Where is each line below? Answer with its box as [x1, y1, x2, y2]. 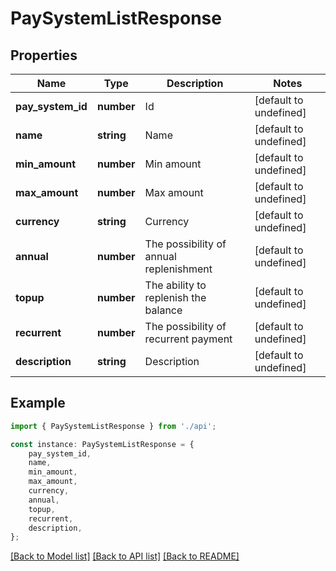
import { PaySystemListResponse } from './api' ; [10, 421, 217, 431]
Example [10, 395, 66, 412]
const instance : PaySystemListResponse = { [10, 439, 195, 449]
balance [144, 303, 183, 317]
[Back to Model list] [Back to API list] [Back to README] [10, 550, 240, 562]
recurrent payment [144, 332, 233, 346]
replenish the [144, 291, 207, 304]
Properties [10, 47, 78, 64]
